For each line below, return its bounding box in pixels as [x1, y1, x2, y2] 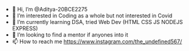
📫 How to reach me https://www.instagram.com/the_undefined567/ [12, 38, 182, 45]
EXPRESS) [12, 25, 38, 32]
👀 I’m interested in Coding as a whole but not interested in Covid [12, 12, 173, 19]
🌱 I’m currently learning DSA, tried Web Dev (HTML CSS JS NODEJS [12, 19, 183, 25]
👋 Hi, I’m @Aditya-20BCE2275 [12, 6, 88, 13]
